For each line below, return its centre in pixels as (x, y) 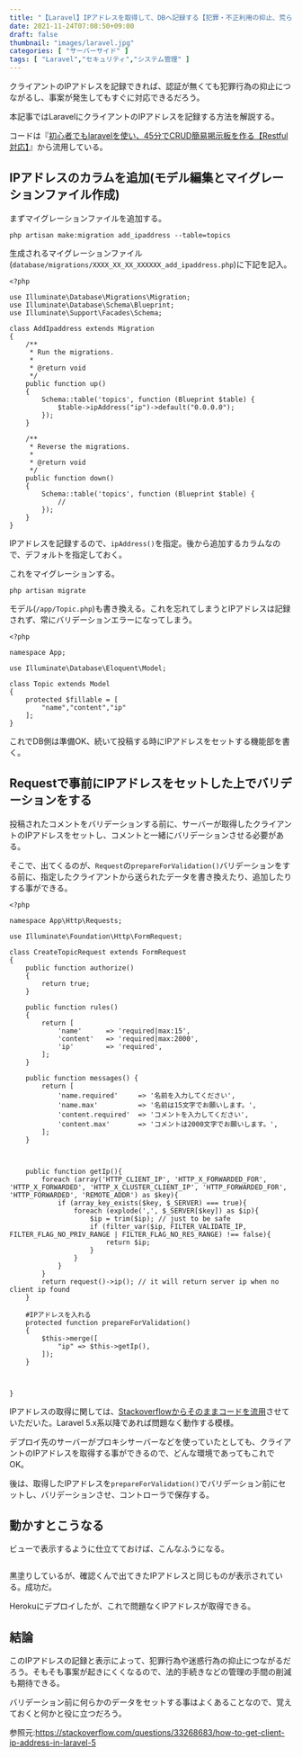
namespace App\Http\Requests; (66, 920)
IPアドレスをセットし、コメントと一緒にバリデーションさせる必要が (151, 835)
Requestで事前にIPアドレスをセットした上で (133, 784)
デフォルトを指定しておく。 (76, 554)
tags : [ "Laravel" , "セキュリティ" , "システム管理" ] (100, 59)
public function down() (70, 478)
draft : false (34, 34)
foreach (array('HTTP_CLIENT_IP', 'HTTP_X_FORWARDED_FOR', (155, 1179)
